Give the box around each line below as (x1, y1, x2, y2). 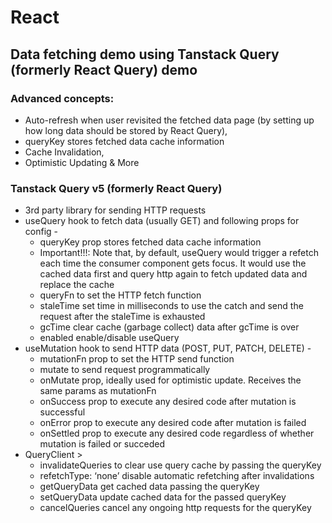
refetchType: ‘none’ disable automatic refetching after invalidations (39, 470, 315, 482)
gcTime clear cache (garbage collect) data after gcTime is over (39, 321, 300, 333)
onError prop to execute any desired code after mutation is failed (39, 417, 307, 429)
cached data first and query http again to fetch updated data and (39, 268, 308, 280)
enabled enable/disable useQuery (39, 332, 180, 344)
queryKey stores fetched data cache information (24, 135, 225, 147)
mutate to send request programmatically (39, 364, 211, 376)
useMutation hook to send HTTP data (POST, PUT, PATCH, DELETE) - (24, 342, 312, 355)
